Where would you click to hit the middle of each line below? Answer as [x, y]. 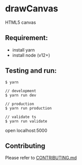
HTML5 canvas [20, 22]
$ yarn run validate [26, 121]
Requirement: [27, 38]
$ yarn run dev [21, 95]
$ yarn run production [28, 108]
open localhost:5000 [26, 130]
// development [21, 91]
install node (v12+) [31, 55]
